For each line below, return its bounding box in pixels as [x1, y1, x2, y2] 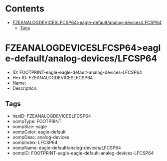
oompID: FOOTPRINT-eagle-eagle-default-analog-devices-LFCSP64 [12, 150, 154, 156]
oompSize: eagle [12, 123, 47, 130]
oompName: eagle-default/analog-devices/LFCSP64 [12, 145, 121, 151]
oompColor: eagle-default [12, 129, 66, 135]
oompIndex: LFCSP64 [12, 139, 58, 145]
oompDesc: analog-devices [12, 134, 70, 140]
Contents [5, 3, 45, 14]
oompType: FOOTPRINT [12, 118, 62, 124]
